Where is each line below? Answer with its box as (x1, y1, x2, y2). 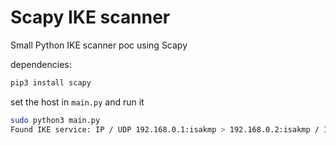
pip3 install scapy (10, 77, 92, 88)
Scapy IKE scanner (10, 6, 171, 29)
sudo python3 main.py (10, 115, 101, 125)
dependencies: (10, 58, 72, 70)
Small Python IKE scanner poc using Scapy (10, 39, 188, 51)
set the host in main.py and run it (10, 96, 145, 108)
